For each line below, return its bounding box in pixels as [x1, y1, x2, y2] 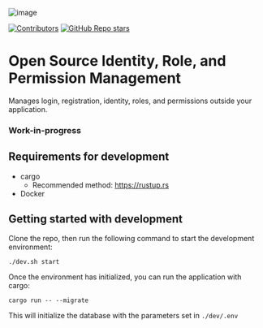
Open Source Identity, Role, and [8, 52, 226, 71]
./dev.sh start [8, 258, 60, 266]
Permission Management [8, 69, 181, 88]
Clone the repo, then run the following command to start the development [8, 234, 255, 244]
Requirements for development [8, 150, 170, 164]
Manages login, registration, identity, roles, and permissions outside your [8, 96, 252, 106]
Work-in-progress [8, 124, 81, 136]
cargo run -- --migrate [8, 296, 89, 304]
